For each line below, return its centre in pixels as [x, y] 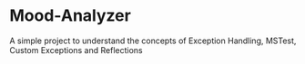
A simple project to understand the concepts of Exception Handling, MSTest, [153, 41]
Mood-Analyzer [71, 16]
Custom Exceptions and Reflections [76, 50]
